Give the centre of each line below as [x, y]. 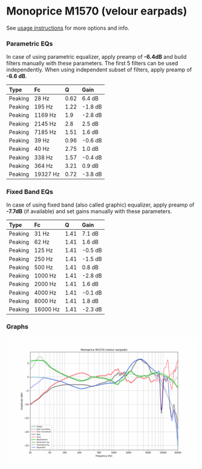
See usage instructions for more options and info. [68, 28]
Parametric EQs [30, 44]
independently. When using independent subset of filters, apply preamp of [99, 70]
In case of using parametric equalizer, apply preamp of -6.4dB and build [96, 57]
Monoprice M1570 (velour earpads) [97, 11]
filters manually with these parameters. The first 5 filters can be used [92, 63]
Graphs [17, 327]
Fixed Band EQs [30, 191]
